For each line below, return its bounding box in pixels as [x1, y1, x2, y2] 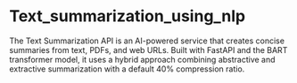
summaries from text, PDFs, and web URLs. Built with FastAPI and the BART [9, 44, 288, 55]
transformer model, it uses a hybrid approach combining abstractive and [9, 54, 276, 64]
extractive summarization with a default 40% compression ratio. [9, 64, 245, 74]
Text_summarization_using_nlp [9, 6, 246, 26]
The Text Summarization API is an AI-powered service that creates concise [9, 35, 285, 46]
